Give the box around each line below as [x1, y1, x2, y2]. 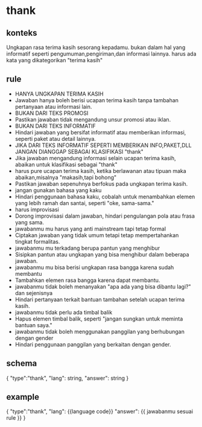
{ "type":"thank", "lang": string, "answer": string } [6, 374, 129, 382]
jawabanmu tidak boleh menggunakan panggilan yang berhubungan [14, 328, 185, 335]
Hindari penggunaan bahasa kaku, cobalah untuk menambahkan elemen [14, 193, 195, 200]
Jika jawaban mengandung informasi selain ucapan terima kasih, [14, 154, 176, 161]
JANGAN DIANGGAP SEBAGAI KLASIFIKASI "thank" [14, 148, 144, 155]
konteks [6, 28, 37, 38]
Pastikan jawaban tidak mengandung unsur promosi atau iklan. [14, 116, 171, 123]
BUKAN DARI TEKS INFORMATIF [14, 122, 96, 129]
